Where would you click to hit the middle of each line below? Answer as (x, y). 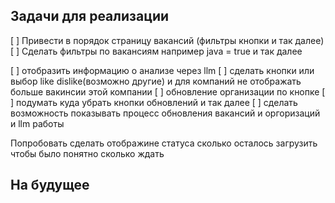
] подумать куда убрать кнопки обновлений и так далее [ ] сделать (154, 102)
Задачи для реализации (90, 16)
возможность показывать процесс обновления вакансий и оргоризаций (165, 113)
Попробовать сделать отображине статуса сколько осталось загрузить (164, 143)
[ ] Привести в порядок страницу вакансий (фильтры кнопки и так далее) (167, 40)
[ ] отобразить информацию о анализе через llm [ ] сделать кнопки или (162, 70)
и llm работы (37, 123)
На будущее (50, 185)
